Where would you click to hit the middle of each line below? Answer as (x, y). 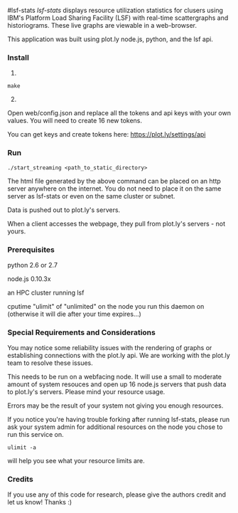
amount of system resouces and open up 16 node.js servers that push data (117, 384)
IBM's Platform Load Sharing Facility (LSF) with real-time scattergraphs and (118, 18)
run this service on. (36, 435)
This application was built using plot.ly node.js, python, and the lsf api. (110, 39)
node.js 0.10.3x (29, 279)
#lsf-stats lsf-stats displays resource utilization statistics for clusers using (115, 10)
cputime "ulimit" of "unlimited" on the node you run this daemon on (106, 306)
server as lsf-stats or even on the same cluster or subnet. (91, 196)
